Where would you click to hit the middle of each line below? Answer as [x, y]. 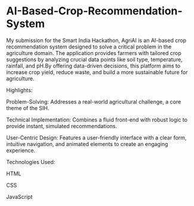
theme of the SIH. [28, 108]
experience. [21, 150]
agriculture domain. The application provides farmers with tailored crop [94, 53]
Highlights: [19, 90]
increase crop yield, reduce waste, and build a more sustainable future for [97, 72]
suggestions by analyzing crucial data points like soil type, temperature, [95, 59]
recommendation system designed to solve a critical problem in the [89, 47]
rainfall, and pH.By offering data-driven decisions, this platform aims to [93, 66]
